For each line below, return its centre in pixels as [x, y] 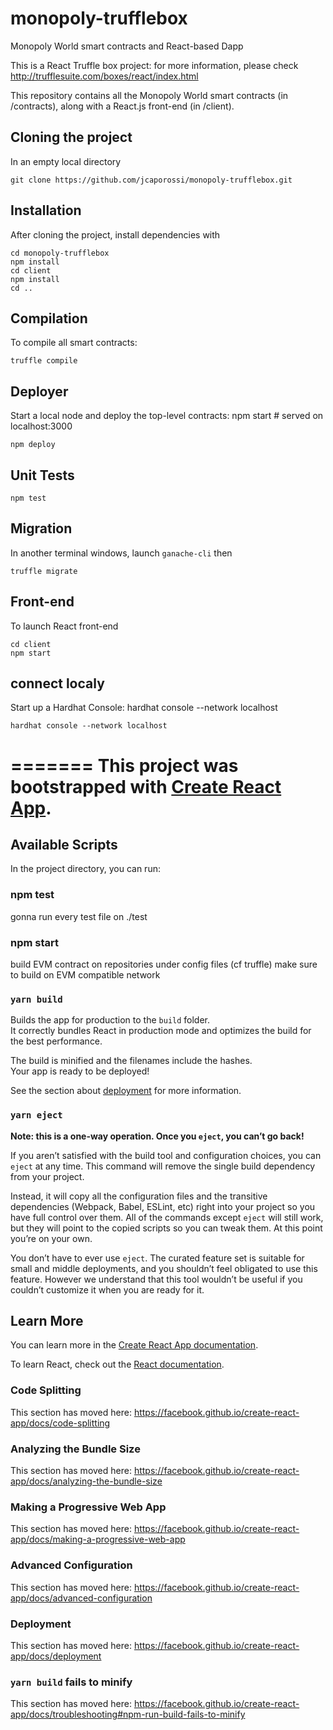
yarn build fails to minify [71, 1682]
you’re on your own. [51, 1238]
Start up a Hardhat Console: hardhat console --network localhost [144, 708]
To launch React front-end [64, 626]
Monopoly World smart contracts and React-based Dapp [127, 46]
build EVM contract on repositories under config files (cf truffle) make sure [164, 964]
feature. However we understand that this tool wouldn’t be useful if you [156, 1279]
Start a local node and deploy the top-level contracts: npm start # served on [167, 416]
